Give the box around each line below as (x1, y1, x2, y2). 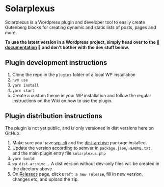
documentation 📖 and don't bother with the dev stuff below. (5, 44, 129, 50)
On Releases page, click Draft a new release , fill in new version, (12, 171, 143, 177)
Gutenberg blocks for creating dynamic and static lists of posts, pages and (5, 24, 156, 30)
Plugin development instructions (5, 58, 107, 67)
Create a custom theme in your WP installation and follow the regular (12, 92, 151, 98)
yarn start (12, 88, 35, 93)
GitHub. (5, 130, 21, 136)
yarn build (12, 156, 35, 161)
